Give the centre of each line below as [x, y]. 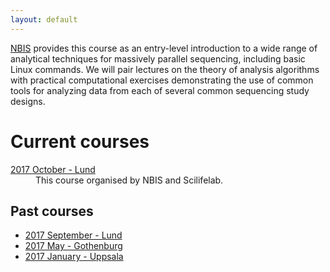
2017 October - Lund [53, 169]
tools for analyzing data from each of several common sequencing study [160, 90]
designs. [28, 101]
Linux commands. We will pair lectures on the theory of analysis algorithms [165, 69]
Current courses [80, 141]
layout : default [44, 19]
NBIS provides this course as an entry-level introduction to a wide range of [164, 48]
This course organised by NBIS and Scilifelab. [129, 180]
